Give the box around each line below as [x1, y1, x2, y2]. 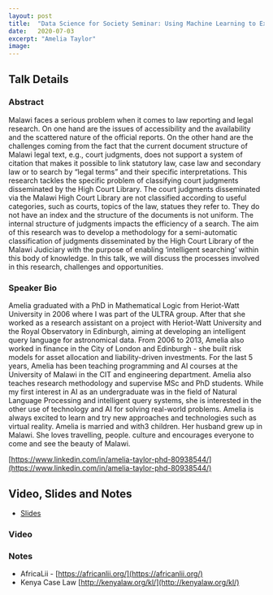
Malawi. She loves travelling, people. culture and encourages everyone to [8, 430, 254, 440]
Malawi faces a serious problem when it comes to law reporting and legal [8, 115, 253, 124]
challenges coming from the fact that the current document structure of [8, 141, 248, 150]
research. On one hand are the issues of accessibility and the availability [8, 124, 251, 133]
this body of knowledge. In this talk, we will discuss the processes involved [8, 253, 260, 263]
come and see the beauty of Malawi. [8, 439, 131, 449]
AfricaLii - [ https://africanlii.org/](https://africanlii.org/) [19, 569, 203, 579]
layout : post [8, 11, 53, 20]
